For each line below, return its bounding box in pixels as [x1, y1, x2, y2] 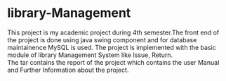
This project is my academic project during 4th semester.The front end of [7, 28, 220, 37]
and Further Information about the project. [7, 66, 129, 74]
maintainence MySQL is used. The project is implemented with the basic [7, 43, 216, 51]
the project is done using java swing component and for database [7, 35, 197, 44]
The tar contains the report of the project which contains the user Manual [7, 58, 220, 66]
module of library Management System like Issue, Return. [7, 51, 173, 59]
